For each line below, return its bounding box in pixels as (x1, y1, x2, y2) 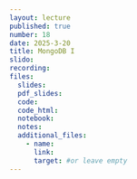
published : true (9, 22, 71, 31)
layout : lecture (9, 13, 71, 23)
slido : (9, 55, 34, 64)
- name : (25, 139, 54, 148)
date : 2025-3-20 (9, 38, 71, 48)
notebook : (17, 114, 54, 123)
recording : (9, 64, 51, 73)
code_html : (17, 106, 59, 115)
